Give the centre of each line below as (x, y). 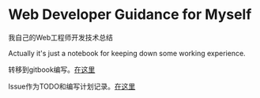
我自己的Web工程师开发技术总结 (60, 37)
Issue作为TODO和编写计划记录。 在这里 (72, 86)
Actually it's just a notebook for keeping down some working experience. (127, 53)
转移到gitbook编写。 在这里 (52, 70)
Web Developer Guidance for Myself (130, 15)
